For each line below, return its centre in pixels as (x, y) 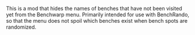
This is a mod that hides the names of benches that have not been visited (94, 8)
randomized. (21, 27)
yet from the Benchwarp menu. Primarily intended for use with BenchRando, (98, 15)
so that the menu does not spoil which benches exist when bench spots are (97, 21)
